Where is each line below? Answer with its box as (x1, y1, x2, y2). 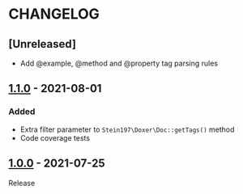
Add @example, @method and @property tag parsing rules (19, 58, 219, 68)
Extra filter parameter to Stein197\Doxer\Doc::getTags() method (19, 124, 235, 134)
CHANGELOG (8, 5, 100, 23)
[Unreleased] (8, 37, 77, 51)
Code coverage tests (19, 133, 91, 142)
